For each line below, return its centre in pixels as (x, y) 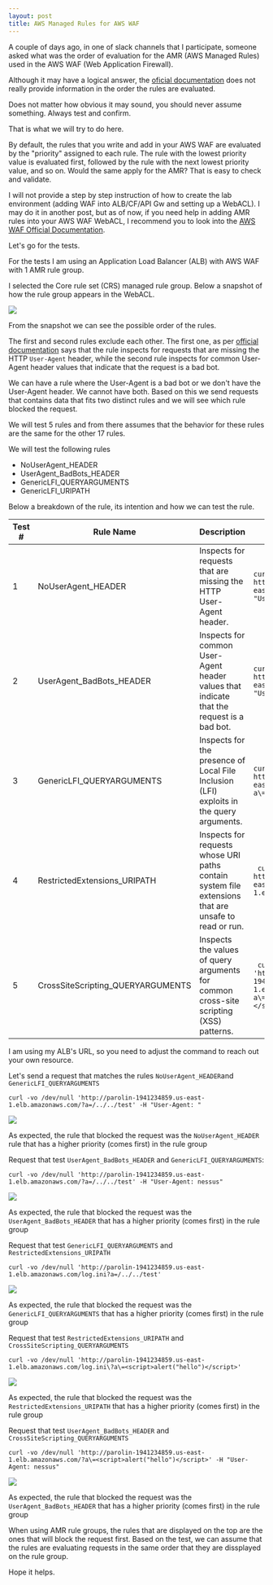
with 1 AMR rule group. (46, 270)
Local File (217, 771)
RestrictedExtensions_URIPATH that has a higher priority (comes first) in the (134, 1406)
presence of (222, 760)
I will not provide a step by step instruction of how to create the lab (120, 195)
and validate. (30, 179)
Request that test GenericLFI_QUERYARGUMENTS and (91, 1245)
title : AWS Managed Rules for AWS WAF (74, 24)
